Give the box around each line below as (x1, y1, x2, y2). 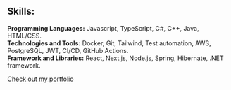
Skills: (7, 6, 35, 17)
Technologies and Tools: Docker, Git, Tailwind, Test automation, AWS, (7, 38, 211, 47)
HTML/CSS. (7, 31, 42, 40)
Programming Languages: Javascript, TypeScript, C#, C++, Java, (7, 24, 199, 32)
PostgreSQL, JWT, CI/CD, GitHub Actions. (7, 46, 129, 54)
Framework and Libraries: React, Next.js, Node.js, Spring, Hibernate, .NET (7, 54, 224, 62)
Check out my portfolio (7, 75, 74, 83)
